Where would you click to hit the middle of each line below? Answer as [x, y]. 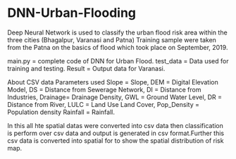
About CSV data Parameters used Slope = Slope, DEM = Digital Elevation [113, 82]
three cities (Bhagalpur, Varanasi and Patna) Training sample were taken [112, 39]
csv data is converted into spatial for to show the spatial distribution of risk [116, 140]
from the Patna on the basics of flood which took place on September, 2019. [118, 47]
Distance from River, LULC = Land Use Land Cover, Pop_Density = [103, 104]
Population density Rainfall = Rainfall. [61, 112]
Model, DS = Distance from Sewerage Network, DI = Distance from [104, 89]
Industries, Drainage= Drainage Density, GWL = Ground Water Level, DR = [114, 97]
